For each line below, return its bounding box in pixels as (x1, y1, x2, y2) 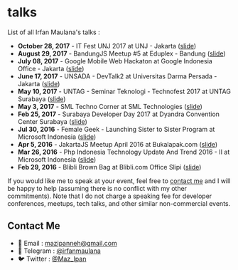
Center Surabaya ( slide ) (17, 117, 87, 125)
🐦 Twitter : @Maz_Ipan (17, 254, 87, 263)
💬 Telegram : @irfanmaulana (17, 246, 101, 255)
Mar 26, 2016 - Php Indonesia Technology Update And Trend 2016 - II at (17, 147, 230, 156)
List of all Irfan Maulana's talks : (7, 28, 101, 36)
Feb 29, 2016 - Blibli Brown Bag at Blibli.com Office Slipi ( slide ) (17, 162, 202, 171)
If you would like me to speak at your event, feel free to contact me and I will (7, 176, 231, 185)
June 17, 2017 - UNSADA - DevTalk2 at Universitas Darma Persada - (17, 72, 217, 81)
